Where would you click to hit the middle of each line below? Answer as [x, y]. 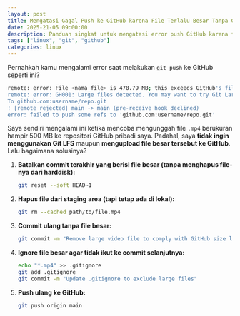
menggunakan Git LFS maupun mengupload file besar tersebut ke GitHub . [119, 143]
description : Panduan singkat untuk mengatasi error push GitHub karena [118, 34]
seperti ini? [24, 75]
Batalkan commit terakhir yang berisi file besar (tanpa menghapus [118, 165]
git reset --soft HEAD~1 [55, 185]
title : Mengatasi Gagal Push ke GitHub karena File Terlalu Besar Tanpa [118, 21]
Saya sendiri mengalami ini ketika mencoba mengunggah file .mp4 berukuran [120, 128]
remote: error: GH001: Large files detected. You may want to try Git [115, 95]
